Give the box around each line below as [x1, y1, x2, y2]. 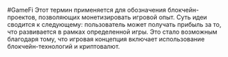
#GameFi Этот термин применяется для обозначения [7, 6, 166, 14]
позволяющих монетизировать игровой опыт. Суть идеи [38, 13, 208, 21]
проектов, [7, 13, 37, 21]
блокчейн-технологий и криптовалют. [7, 43, 121, 50]
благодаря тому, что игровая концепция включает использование [7, 35, 205, 43]
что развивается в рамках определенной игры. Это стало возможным [7, 27, 218, 36]
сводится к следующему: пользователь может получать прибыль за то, [7, 21, 222, 28]
